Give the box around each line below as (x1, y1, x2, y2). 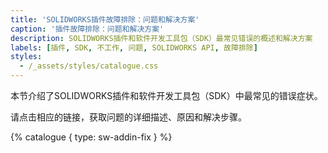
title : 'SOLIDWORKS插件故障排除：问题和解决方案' (10, 14, 200, 25)
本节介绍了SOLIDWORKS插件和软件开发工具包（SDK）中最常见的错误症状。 (10, 90, 323, 101)
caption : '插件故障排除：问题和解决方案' (10, 24, 165, 34)
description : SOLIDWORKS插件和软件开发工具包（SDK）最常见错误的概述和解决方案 (10, 33, 313, 43)
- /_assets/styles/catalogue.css (19, 61, 159, 71)
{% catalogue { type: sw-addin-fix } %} (10, 131, 173, 143)
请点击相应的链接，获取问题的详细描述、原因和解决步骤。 (10, 111, 247, 123)
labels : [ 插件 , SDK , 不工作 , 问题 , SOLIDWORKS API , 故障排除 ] (10, 42, 258, 53)
